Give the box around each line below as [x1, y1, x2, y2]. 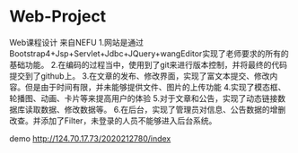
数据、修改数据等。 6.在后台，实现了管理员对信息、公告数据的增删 [39, 104, 286, 115]
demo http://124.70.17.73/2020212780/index [9, 132, 171, 144]
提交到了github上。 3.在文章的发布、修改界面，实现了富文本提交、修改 [9, 70, 270, 81]
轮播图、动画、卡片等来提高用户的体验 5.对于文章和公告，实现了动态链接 [9, 92, 278, 104]
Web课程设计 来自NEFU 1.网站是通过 [9, 37, 145, 47]
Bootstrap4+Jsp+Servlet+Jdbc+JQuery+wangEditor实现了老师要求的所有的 [9, 47, 289, 59]
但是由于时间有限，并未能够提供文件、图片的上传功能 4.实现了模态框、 [24, 81, 286, 92]
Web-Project [9, 6, 107, 27]
